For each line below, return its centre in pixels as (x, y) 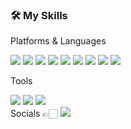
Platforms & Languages (58, 41)
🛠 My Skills (39, 15)
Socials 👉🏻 (34, 114)
